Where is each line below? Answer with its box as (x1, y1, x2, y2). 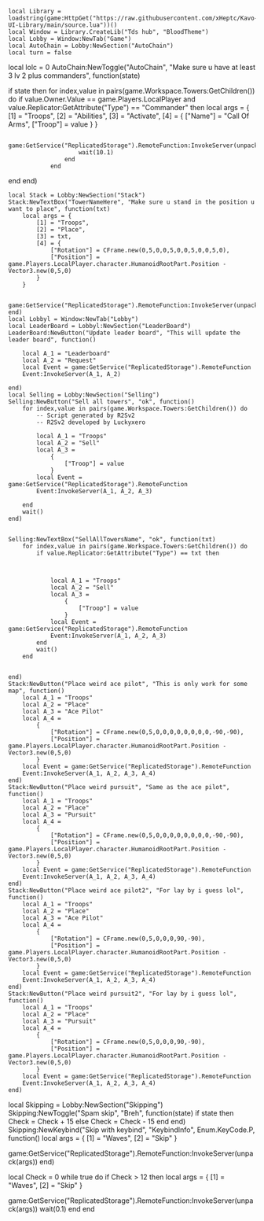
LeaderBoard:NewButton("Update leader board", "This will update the (8, 329, 241, 337)
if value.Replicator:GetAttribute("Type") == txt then (36, 549, 220, 557)
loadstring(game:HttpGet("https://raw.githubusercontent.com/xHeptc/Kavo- (8, 14, 258, 22)
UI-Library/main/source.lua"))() (8, 21, 118, 29)
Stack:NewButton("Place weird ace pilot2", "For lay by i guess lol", (8, 887, 244, 895)
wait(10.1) (78, 149, 114, 157)
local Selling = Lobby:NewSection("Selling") (8, 391, 159, 399)
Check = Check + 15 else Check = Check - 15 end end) (8, 1117, 186, 1126)
